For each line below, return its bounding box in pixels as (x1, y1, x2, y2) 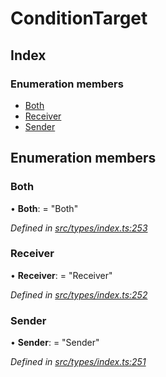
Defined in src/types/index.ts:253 (10, 222, 148, 234)
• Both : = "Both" (10, 202, 79, 214)
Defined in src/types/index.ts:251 (10, 356, 147, 368)
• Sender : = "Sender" (10, 337, 100, 349)
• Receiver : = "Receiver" (10, 269, 113, 281)
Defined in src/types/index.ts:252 (10, 288, 148, 301)
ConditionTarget (10, 7, 148, 30)
